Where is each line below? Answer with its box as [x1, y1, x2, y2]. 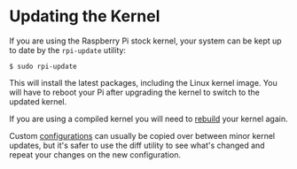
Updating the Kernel [9, 6, 160, 27]
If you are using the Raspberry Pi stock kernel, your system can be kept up [9, 35, 282, 46]
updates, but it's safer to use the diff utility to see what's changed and [9, 140, 265, 150]
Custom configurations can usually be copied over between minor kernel [9, 130, 276, 141]
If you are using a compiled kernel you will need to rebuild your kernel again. [9, 113, 288, 124]
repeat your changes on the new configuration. [9, 149, 182, 160]
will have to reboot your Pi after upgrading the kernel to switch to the [9, 87, 260, 97]
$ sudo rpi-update [9, 62, 77, 71]
